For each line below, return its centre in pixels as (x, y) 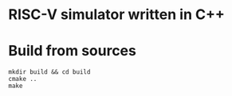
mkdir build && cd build (49, 72)
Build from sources (73, 51)
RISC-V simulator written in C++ (116, 15)
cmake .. (23, 79)
